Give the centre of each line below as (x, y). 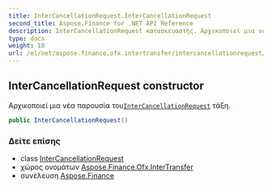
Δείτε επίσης (34, 140)
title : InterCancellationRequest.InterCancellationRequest (110, 16)
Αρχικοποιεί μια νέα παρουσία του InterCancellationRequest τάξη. (119, 105)
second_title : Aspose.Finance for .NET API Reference (101, 23)
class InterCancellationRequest (72, 158)
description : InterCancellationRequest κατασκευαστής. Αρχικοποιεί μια (132, 31)
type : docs (27, 38)
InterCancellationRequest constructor (106, 86)
